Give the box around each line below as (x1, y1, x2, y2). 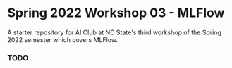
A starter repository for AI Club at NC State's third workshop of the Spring (7, 28, 222, 36)
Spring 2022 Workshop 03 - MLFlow (7, 5, 225, 21)
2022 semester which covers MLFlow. (7, 35, 118, 43)
